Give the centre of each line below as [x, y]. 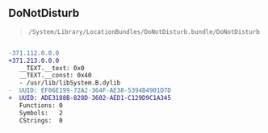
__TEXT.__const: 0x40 [55, 76]
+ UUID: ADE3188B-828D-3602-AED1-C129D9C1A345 [90, 98]
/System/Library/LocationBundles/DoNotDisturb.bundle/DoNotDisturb [144, 31]
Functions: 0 [41, 105]
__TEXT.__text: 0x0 [52, 68]
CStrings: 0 [41, 120]
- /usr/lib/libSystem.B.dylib [70, 83]
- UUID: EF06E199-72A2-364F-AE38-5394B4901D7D [90, 91]
